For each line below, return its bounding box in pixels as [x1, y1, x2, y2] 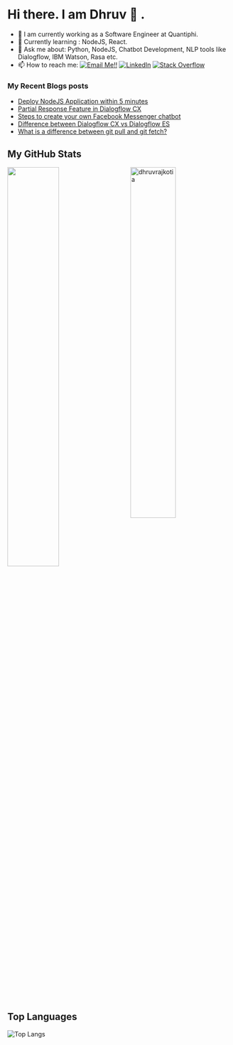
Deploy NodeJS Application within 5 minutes [17, 97, 148, 106]
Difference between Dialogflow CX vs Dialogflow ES [17, 120, 170, 129]
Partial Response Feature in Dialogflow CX [17, 104, 142, 113]
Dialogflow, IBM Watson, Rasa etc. [17, 53, 119, 61]
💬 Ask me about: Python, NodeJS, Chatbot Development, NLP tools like [17, 45, 227, 53]
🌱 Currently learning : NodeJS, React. [17, 37, 128, 45]
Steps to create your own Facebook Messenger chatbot [17, 112, 181, 121]
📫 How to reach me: [17, 60, 79, 69]
